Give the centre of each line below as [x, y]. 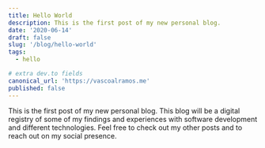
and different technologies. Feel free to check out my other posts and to [125, 128]
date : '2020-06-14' [40, 30]
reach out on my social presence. [62, 135]
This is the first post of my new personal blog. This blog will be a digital [124, 110]
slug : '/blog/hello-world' [53, 45]
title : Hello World [40, 15]
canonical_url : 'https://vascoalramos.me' [79, 81]
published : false [37, 88]
